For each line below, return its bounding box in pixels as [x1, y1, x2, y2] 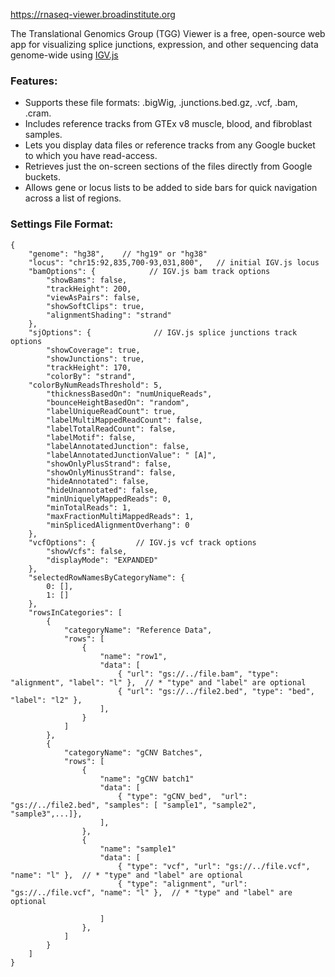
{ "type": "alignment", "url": [117, 879, 248, 889]
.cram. [24, 107, 52, 119]
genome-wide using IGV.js [10, 49, 119, 61]
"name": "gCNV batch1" [99, 774, 195, 784]
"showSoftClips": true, [46, 301, 145, 311]
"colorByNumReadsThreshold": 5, [28, 380, 163, 390]
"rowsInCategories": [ [28, 607, 123, 618]
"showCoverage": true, [46, 345, 141, 355]
